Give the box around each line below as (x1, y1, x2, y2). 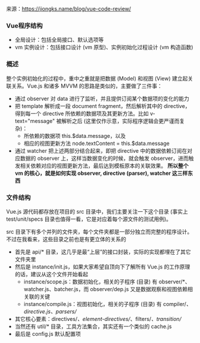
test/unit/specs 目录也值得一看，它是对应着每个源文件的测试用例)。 (6, 215, 171, 223)
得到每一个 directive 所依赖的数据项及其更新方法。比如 (14, 110, 149, 117)
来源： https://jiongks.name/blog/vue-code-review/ (6, 5, 132, 12)
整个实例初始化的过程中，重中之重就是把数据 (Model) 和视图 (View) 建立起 (6, 75, 188, 82)
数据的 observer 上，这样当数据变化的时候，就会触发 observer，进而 (20, 154, 189, 162)
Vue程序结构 (6, 21, 43, 30)
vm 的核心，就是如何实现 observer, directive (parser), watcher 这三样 (14, 169, 188, 177)
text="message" (14, 117, 55, 124)
